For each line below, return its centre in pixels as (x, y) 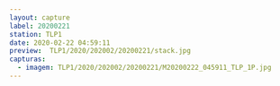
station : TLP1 (36, 34)
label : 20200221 (40, 26)
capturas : (28, 59)
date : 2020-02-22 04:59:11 (60, 43)
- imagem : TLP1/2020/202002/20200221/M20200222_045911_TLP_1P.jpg (145, 68)
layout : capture (40, 17)
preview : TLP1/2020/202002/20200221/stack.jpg (100, 51)
